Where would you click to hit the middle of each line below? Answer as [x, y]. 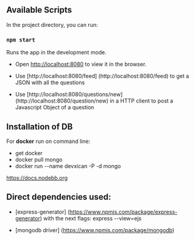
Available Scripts [39, 10]
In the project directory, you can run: [52, 24]
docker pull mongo [39, 159]
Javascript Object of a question [55, 107]
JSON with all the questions [50, 82]
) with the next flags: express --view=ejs [91, 218]
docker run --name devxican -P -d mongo [68, 166]
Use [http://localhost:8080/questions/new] [69, 95]
